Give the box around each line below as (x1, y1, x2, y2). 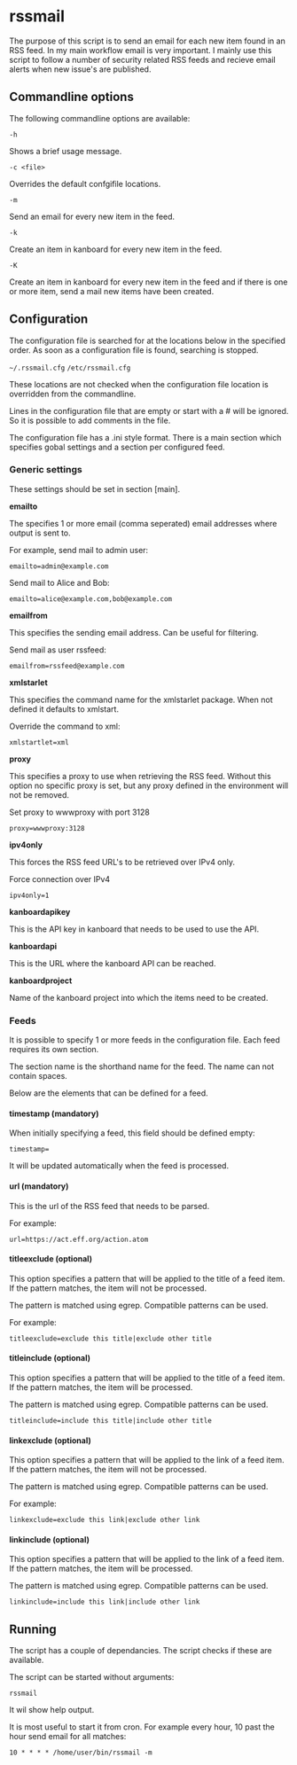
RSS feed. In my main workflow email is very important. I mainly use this (9, 44, 272, 55)
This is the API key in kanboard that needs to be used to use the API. (9, 924, 260, 934)
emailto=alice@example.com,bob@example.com (9, 594, 173, 604)
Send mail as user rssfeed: (9, 644, 106, 655)
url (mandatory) (9, 1181, 69, 1191)
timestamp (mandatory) (9, 1108, 99, 1119)
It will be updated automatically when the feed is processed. (9, 1160, 229, 1171)
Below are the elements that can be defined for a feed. (9, 1088, 208, 1098)
